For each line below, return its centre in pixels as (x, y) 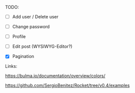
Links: (11, 66)
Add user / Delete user (35, 17)
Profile (19, 37)
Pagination (23, 56)
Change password (31, 27)
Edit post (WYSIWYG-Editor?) (42, 46)
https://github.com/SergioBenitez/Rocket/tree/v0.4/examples (67, 86)
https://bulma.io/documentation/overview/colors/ (55, 76)
